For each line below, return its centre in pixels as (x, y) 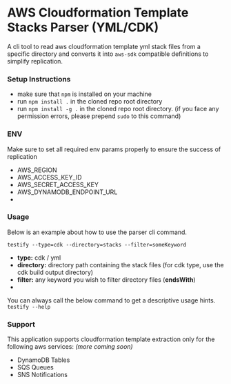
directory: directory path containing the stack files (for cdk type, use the (120, 265)
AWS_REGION (37, 170)
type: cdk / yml (39, 258)
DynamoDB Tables (43, 360)
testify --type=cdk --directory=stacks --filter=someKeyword (97, 244)
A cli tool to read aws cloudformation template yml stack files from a (104, 46)
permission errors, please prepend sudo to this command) (99, 116)
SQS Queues (35, 367)
